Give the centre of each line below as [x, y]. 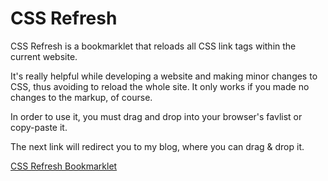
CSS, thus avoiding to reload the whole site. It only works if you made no [160, 86]
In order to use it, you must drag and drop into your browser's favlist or [156, 116]
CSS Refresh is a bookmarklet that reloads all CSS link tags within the [153, 46]
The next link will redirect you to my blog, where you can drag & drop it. [157, 146]
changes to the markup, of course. [81, 97]
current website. [44, 56]
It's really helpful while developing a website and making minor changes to [164, 76]
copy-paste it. [39, 127]
